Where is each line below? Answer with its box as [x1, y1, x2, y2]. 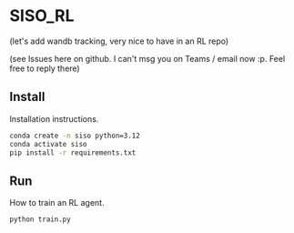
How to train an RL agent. [9, 198, 105, 208]
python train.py [9, 215, 71, 224]
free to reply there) [9, 63, 80, 74]
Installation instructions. [9, 113, 99, 124]
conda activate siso [9, 139, 88, 148]
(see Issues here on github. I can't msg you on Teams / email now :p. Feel [9, 53, 286, 64]
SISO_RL [9, 5, 75, 26]
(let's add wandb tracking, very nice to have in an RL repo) [9, 35, 229, 46]
